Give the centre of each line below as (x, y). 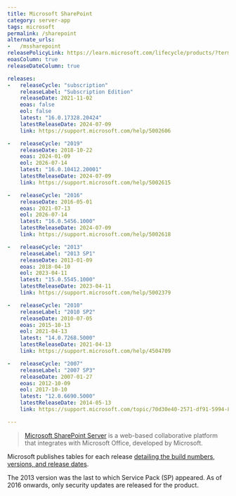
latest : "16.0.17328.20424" (61, 118)
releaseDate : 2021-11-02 (56, 98)
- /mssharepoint (34, 46)
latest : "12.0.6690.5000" (58, 396)
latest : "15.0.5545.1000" (58, 280)
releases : (22, 79)
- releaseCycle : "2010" (45, 305)
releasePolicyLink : (36, 53)
